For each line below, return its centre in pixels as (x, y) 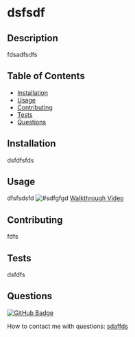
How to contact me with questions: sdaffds (68, 326)
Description (33, 38)
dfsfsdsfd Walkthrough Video (65, 198)
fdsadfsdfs (22, 54)
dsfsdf (26, 13)
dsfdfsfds (21, 160)
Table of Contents (46, 76)
